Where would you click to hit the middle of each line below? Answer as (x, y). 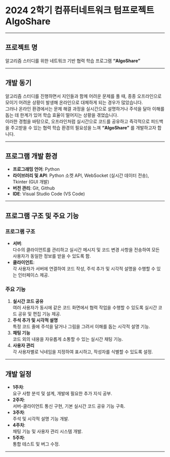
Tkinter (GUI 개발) (31, 182)
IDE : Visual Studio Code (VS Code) (49, 194)
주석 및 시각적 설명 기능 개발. (41, 419)
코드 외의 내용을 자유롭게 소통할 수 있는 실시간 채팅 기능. (68, 339)
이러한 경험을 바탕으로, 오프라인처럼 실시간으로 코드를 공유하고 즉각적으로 (78, 121)
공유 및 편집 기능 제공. (40, 314)
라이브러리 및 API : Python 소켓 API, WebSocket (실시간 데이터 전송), (81, 175)
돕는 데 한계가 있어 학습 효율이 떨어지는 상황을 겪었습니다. (62, 115)
